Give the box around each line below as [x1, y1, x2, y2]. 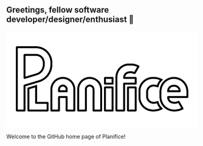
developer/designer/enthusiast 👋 [6, 15, 134, 25]
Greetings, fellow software [6, 5, 109, 15]
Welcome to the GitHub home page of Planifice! [6, 133, 126, 140]
